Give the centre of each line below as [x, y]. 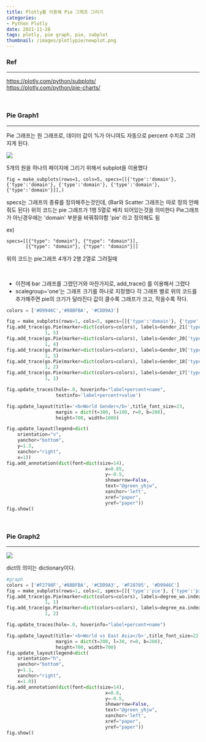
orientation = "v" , [40, 435]
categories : [21, 18]
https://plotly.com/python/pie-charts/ [53, 88]
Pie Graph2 [23, 536]
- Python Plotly [27, 23]
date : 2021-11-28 [29, 29]
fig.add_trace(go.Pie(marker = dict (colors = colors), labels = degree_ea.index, [105, 608]
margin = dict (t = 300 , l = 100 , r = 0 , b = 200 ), [111, 412]
